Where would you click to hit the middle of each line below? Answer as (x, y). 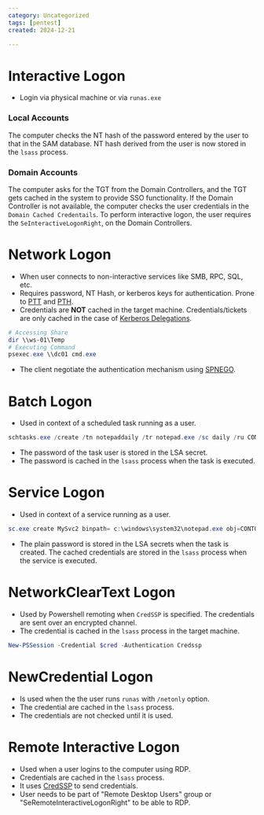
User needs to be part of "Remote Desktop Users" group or (115, 794)
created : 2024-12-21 (42, 30)
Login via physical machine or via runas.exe (90, 98)
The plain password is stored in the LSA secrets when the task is (124, 544)
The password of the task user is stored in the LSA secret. (114, 452)
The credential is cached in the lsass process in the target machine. (130, 631)
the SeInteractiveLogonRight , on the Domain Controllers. (100, 223)
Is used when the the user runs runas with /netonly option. (114, 699)
